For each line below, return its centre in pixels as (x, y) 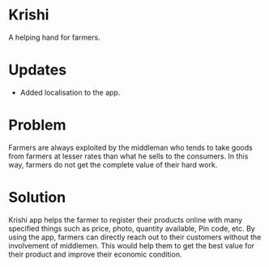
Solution (37, 197)
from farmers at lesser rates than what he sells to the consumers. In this (128, 156)
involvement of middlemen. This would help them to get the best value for (132, 245)
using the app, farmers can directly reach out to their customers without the (135, 237)
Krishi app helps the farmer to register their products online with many (126, 219)
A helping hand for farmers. (54, 37)
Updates (38, 70)
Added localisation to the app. (70, 92)
